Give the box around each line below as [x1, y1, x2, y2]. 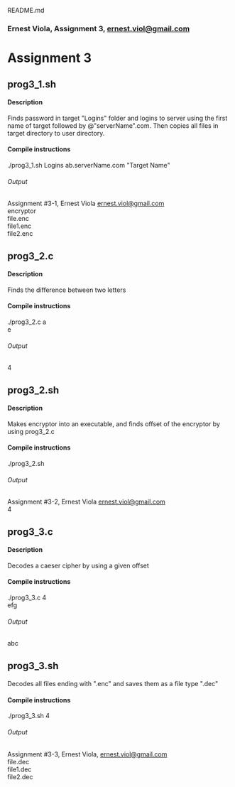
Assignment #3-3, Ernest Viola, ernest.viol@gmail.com [7, 749, 168, 759]
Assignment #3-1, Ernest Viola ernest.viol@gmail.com [7, 199, 165, 208]
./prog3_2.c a [7, 317, 47, 326]
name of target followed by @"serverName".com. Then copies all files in [7, 121, 219, 130]
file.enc [7, 215, 30, 223]
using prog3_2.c [7, 427, 55, 435]
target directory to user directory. [7, 129, 105, 137]
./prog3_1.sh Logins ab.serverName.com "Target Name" [7, 161, 170, 169]
